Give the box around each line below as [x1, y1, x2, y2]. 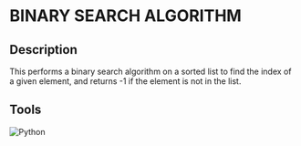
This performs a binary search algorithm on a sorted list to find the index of [9, 66, 292, 77]
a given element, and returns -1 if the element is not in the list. [9, 76, 242, 87]
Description [9, 42, 78, 57]
